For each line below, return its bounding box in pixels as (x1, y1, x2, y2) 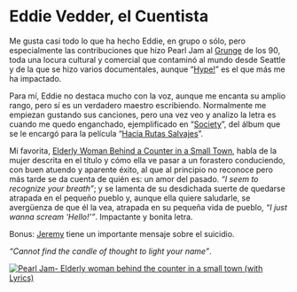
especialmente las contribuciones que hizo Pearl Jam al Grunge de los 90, (9, 44, 281, 55)
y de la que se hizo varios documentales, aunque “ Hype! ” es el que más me (9, 64, 285, 75)
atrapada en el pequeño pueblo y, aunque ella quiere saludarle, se (9, 193, 251, 203)
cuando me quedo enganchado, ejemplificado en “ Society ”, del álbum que (9, 118, 281, 130)
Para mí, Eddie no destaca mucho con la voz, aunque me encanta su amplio (9, 91, 286, 101)
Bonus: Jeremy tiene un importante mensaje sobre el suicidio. (9, 228, 235, 239)
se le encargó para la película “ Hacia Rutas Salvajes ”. (9, 128, 204, 138)
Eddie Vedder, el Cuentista (9, 6, 209, 27)
